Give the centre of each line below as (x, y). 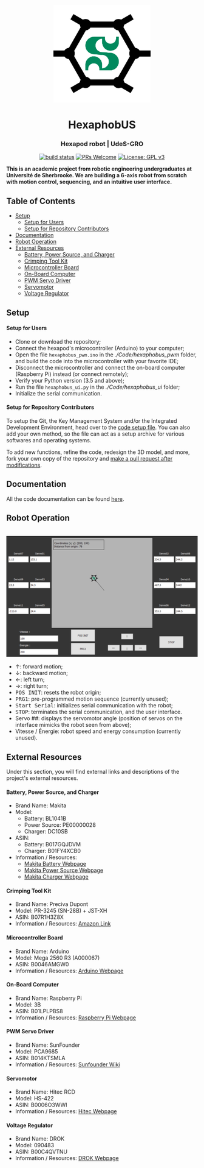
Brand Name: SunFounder (47, 1045)
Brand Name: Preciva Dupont (52, 904)
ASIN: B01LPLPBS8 (39, 1011)
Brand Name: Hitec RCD (45, 1092)
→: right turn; (32, 686)
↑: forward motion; (39, 667)
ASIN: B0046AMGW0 (42, 964)
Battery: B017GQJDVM (52, 844)
